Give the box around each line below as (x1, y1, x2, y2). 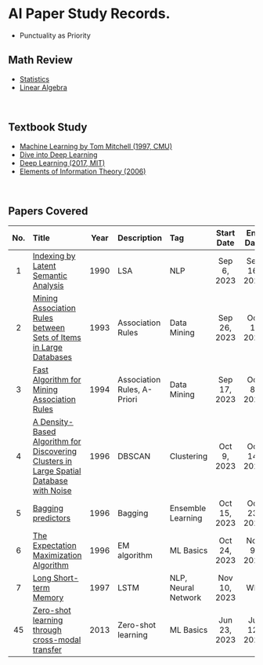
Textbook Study (8, 121, 88, 134)
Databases (32, 352, 73, 363)
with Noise (32, 485, 72, 496)
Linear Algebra (19, 82, 68, 92)
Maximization (32, 550, 82, 561)
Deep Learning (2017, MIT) (19, 158, 106, 167)
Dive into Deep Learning (19, 150, 98, 159)
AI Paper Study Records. (8, 5, 171, 23)
